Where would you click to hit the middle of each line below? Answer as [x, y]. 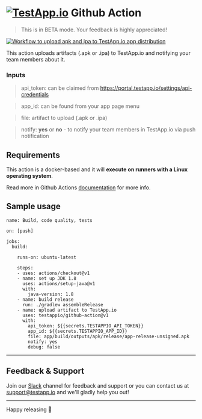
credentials [35, 95]
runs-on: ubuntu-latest [47, 257]
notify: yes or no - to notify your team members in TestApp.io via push [108, 130]
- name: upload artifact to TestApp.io [67, 310]
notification [35, 136]
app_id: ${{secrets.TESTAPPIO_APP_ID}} [78, 331]
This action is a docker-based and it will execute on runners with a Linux [97, 169]
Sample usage [34, 206]
